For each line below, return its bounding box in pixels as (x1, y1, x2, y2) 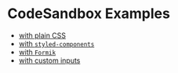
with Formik (18, 47, 56, 57)
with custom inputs (18, 56, 81, 65)
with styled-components (18, 38, 95, 48)
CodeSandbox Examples (7, 5, 170, 23)
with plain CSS (18, 31, 67, 40)
